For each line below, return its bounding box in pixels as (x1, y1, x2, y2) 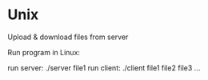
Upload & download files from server (7, 32, 129, 42)
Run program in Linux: (7, 47, 81, 57)
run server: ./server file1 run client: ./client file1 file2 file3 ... (7, 62, 201, 73)
